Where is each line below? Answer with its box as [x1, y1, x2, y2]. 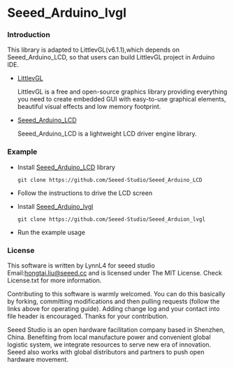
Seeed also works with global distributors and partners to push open [7, 348, 205, 356]
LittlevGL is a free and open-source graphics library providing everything [17, 87, 228, 96]
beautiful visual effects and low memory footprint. [17, 103, 161, 111]
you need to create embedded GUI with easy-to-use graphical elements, [17, 95, 226, 103]
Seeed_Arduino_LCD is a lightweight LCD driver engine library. [17, 129, 197, 138]
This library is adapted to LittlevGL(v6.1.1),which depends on [7, 45, 180, 54]
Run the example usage [17, 228, 86, 236]
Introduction [7, 30, 50, 40]
